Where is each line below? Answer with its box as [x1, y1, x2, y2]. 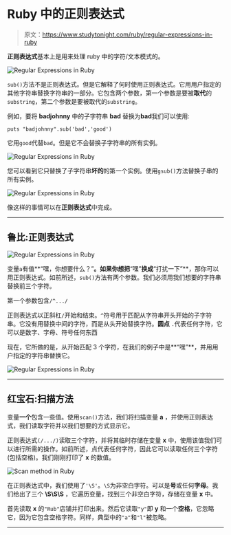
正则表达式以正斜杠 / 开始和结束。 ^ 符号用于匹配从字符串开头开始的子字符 [7, 311, 212, 319]
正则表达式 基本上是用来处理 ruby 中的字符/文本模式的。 [7, 52, 164, 61]
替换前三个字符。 [7, 281, 56, 290]
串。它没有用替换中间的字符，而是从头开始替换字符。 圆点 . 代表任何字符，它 [7, 319, 223, 327]
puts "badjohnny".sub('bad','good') [7, 125, 112, 133]
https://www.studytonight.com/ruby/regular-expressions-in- [42, 30, 213, 39]
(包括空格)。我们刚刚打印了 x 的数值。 [7, 453, 115, 461]
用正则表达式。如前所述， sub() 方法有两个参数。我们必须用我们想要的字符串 [7, 273, 221, 281]
